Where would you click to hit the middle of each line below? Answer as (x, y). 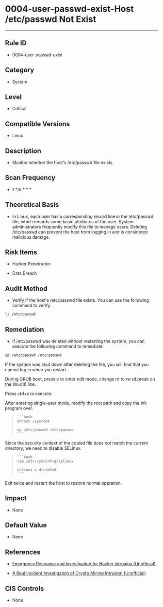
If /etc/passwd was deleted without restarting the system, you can (78, 341)
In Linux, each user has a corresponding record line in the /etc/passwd (83, 216)
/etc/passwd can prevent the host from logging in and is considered (80, 232)
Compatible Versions (38, 124)
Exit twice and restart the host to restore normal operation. (64, 483)
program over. (19, 408)
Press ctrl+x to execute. (29, 394)
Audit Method (26, 288)
